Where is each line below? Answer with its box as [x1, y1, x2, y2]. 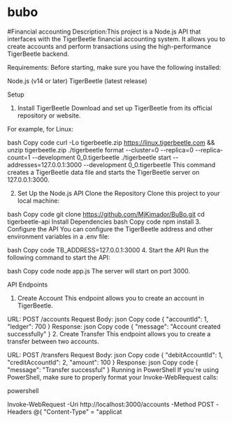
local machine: [17, 196, 60, 205]
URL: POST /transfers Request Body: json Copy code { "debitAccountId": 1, [7, 350, 224, 359]
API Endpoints [7, 280, 48, 289]
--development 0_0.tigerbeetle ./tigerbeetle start [31, 153, 171, 162]
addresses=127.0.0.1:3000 [7, 160, 82, 169]
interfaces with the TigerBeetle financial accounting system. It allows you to [7, 34, 226, 43]
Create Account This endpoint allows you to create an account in [17, 294, 205, 302]
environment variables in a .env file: [7, 232, 110, 241]
